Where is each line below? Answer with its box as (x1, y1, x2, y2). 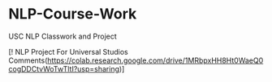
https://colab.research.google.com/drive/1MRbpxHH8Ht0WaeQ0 (47, 55, 264, 65)
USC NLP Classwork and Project (8, 31, 118, 41)
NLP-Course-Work (8, 5, 137, 23)
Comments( (8, 55, 48, 65)
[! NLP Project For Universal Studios (8, 47, 128, 56)
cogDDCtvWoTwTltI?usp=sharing (8, 64, 120, 73)
